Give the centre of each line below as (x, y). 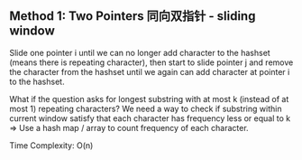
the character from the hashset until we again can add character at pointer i (150, 71)
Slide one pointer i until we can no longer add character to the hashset (140, 52)
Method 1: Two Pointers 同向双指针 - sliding (133, 16)
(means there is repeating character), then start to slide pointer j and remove (151, 62)
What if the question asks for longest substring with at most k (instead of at (149, 99)
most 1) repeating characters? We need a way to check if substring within (146, 108)
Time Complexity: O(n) (51, 145)
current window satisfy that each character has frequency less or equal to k (150, 118)
